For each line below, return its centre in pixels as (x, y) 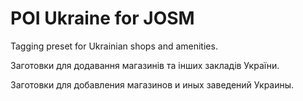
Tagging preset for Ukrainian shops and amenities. (114, 46)
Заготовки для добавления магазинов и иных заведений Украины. (152, 84)
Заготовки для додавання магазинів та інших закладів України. (145, 65)
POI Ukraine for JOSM (102, 18)
